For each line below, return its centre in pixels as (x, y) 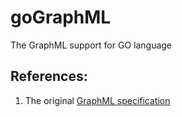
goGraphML (61, 17)
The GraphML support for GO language (91, 45)
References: (49, 76)
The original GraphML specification (97, 100)
